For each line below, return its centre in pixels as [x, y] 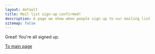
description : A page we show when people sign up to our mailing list [78, 18]
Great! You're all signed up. [32, 37]
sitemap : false [20, 23]
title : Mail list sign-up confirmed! [43, 14]
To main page [19, 46]
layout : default [21, 9]
